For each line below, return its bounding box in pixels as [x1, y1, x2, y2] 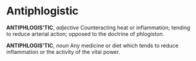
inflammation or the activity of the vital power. [6, 48, 121, 55]
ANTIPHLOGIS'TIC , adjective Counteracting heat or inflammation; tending [6, 24, 191, 31]
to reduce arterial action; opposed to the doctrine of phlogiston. [6, 30, 165, 37]
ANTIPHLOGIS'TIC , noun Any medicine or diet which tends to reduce [6, 42, 179, 49]
